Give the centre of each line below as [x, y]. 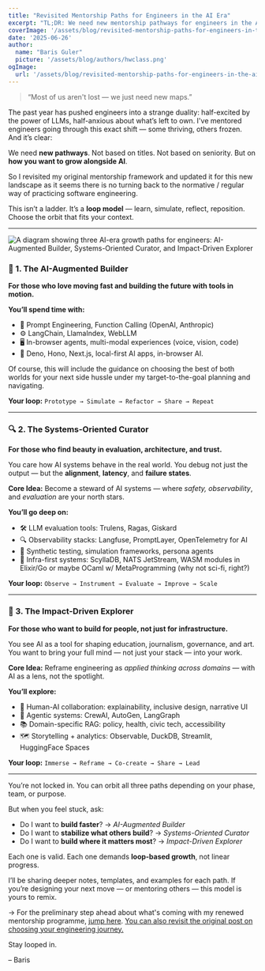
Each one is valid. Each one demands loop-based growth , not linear [119, 856]
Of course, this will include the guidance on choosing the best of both [121, 368]
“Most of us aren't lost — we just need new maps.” [110, 96]
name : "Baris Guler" [49, 52]
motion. [21, 294]
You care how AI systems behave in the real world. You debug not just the [128, 465]
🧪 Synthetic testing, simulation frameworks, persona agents [117, 551]
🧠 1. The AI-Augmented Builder [68, 268]
